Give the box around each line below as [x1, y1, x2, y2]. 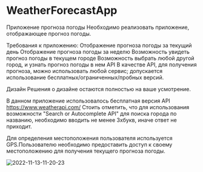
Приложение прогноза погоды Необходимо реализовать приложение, [6, 24, 190, 31]
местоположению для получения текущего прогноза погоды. [6, 147, 165, 154]
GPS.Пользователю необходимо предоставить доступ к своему [6, 141, 173, 148]
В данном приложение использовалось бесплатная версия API [6, 97, 171, 104]
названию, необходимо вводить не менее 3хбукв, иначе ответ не [6, 116, 177, 124]
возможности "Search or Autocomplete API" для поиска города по [6, 110, 177, 117]
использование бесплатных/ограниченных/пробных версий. [6, 74, 164, 81]
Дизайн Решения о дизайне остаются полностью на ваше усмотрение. [6, 85, 191, 92]
